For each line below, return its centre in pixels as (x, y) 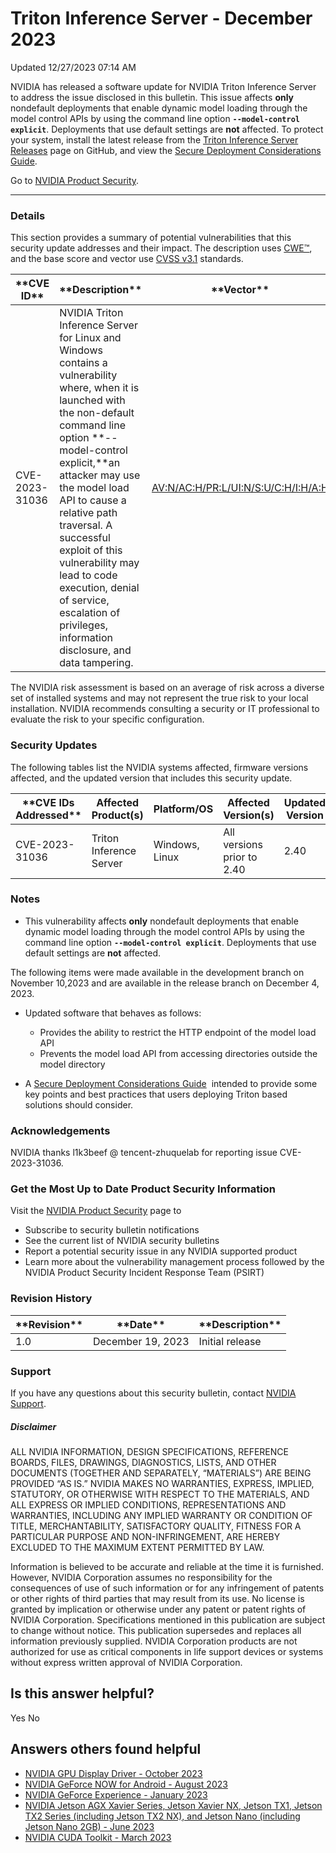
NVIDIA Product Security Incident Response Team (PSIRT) (144, 1273)
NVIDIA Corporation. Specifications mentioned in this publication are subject (168, 1619)
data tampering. (96, 663)
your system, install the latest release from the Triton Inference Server (154, 139)
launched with (92, 400)
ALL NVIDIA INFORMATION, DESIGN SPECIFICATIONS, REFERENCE (149, 1451)
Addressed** (48, 815)
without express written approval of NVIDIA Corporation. (126, 1662)
